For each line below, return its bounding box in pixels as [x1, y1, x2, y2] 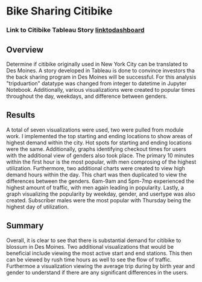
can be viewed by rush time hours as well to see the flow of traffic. [6, 255, 172, 263]
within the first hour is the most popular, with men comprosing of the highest [6, 158, 197, 165]
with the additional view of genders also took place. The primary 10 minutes [6, 152, 194, 159]
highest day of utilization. [6, 203, 69, 210]
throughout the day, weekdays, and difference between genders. [6, 92, 168, 100]
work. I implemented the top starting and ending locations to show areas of [6, 132, 193, 139]
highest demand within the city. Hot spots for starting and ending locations [6, 139, 192, 146]
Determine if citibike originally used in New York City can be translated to [6, 60, 188, 68]
